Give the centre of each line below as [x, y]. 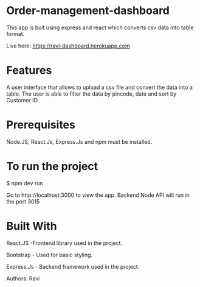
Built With [32, 226]
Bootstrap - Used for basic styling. [50, 255]
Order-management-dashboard [88, 11]
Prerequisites [41, 125]
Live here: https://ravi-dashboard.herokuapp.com [68, 46]
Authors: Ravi [23, 278]
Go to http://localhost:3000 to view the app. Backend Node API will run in [98, 195]
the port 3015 [23, 201]
